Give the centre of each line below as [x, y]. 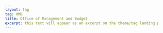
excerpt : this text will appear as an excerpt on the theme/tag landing [80, 23]
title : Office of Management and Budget [47, 18]
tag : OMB [14, 14]
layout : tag [17, 9]
